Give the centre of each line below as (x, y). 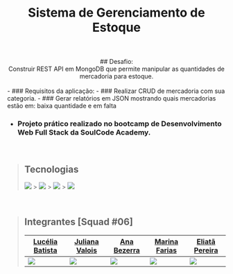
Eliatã (206, 241)
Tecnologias (51, 169)
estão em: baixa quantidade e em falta (62, 105)
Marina (166, 241)
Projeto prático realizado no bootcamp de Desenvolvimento (119, 123)
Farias (166, 250)
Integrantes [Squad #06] (79, 222)
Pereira (206, 250)
